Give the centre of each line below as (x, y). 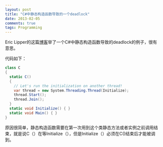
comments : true (20, 23)
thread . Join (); (29, 100)
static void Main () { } (33, 113)
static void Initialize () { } (40, 109)
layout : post (18, 9)
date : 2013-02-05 (23, 18)
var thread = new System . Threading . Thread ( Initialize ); (72, 91)
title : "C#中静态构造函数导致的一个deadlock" (47, 14)
